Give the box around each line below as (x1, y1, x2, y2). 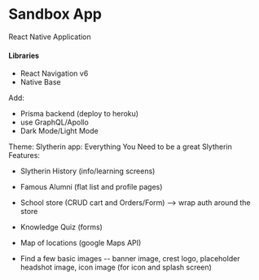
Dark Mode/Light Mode (20, 126, 99, 136)
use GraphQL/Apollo (20, 117, 90, 127)
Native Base (20, 77, 61, 87)
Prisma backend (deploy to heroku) (20, 109, 139, 119)
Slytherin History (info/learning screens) (20, 166, 156, 176)
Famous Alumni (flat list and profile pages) (20, 182, 163, 192)
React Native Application (8, 32, 91, 42)
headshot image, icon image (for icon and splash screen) (20, 262, 212, 273)
